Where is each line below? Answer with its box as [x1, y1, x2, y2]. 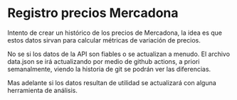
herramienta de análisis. [7, 86, 78, 94]
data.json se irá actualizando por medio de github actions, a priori [7, 57, 200, 65]
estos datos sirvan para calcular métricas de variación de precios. [7, 35, 201, 44]
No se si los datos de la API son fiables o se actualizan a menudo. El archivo [7, 50, 230, 58]
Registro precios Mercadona [7, 5, 179, 21]
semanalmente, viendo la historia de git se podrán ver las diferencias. [7, 65, 211, 73]
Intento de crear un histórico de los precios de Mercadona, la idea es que [7, 28, 223, 37]
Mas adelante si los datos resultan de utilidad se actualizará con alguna [7, 78, 217, 87]
